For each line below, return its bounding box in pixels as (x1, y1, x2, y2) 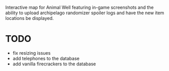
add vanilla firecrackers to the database (12, 61, 96, 67)
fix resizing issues (12, 50, 51, 56)
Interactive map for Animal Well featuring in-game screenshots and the (5, 5, 154, 10)
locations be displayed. (5, 15, 54, 21)
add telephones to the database (12, 55, 80, 61)
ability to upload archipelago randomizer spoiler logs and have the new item (5, 10, 164, 16)
